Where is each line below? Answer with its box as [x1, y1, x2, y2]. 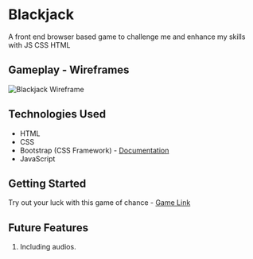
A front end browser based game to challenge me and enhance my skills [8, 32, 246, 41]
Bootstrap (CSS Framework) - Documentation [19, 145, 169, 155]
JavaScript [19, 153, 56, 164]
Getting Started [8, 176, 87, 190]
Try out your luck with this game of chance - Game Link [8, 198, 191, 207]
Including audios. [19, 242, 77, 252]
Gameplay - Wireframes [8, 64, 130, 77]
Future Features [8, 221, 89, 234]
